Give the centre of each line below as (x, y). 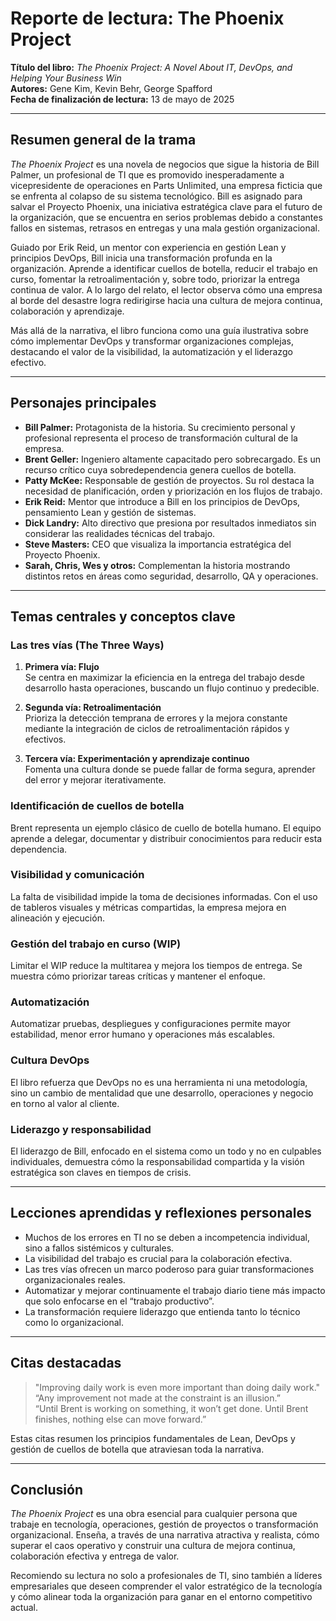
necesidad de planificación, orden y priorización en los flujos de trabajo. (173, 491)
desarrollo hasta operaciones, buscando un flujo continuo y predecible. (172, 688)
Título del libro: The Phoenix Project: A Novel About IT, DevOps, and (151, 67)
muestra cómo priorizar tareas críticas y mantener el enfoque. (138, 976)
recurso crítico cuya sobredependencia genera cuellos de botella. (160, 469)
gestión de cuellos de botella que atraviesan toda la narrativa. (137, 1449)
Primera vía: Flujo (62, 667)
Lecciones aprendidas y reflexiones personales (161, 1213)
